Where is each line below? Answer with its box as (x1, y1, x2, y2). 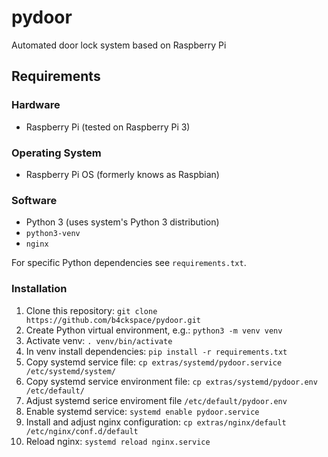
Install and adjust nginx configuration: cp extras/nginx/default (25, 416, 287, 428)
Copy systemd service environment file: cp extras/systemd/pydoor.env (25, 375, 318, 387)
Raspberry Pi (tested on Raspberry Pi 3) (25, 121, 191, 133)
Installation (11, 282, 68, 296)
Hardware (11, 98, 61, 112)
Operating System (11, 146, 102, 160)
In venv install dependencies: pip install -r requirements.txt (25, 345, 288, 357)
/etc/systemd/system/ (25, 366, 116, 376)
